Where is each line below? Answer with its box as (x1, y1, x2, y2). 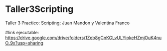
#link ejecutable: (5, 29, 39, 35)
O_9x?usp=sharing (5, 40, 44, 46)
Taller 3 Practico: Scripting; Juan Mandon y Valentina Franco (5, 20, 130, 26)
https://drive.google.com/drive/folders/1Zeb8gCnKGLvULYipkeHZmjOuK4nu (5, 35, 162, 41)
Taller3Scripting (5, 3, 74, 15)
